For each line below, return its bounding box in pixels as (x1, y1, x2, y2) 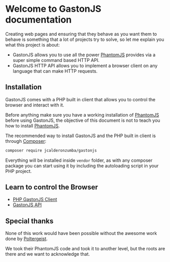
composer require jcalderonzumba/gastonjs (5, 148, 97, 153)
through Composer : (5, 138, 47, 144)
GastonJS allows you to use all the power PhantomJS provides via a (12, 52, 156, 58)
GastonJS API (12, 202, 42, 208)
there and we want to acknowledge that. (5, 251, 90, 257)
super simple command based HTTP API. (12, 57, 100, 63)
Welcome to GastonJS (5, 3, 102, 15)
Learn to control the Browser (5, 183, 98, 192)
